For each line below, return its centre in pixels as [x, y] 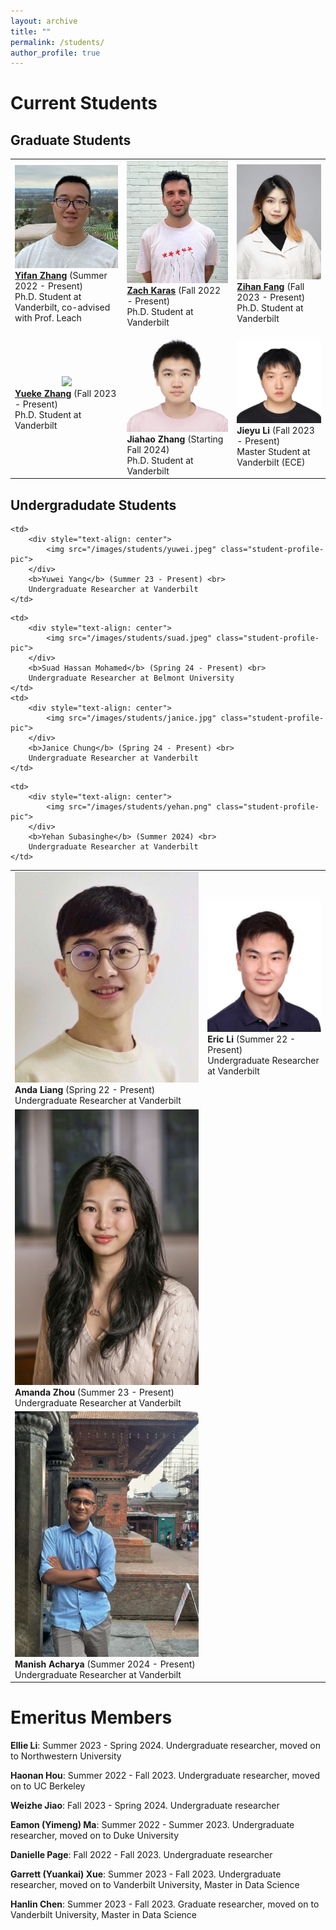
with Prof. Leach [48, 317]
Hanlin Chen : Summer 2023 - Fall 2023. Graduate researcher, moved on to [165, 1904]
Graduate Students [71, 140]
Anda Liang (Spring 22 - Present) [85, 1090]
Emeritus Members [91, 1717]
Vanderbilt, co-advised [62, 307]
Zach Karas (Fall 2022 [174, 290]
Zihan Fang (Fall [270, 287]
